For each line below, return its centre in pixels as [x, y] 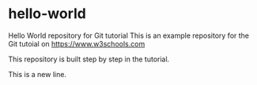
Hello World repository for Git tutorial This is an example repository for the [129, 35]
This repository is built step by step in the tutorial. [89, 59]
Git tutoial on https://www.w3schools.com [77, 43]
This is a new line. [38, 74]
